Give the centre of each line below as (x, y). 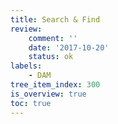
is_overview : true (48, 94)
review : (26, 29)
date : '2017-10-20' (69, 47)
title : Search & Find (55, 19)
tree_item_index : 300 (55, 85)
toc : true (31, 103)
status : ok (51, 57)
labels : (26, 66)
